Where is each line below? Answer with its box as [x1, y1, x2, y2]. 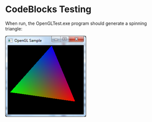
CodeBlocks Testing [5, 4, 92, 15]
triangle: [5, 25, 23, 31]
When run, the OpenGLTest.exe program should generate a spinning [5, 20, 147, 26]
